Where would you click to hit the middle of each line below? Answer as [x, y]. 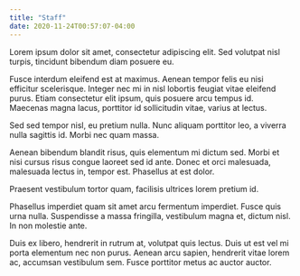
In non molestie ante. [48, 225]
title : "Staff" [38, 18]
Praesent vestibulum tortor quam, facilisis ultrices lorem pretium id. [134, 189]
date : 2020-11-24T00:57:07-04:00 [72, 26]
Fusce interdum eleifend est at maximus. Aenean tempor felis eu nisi [136, 78]
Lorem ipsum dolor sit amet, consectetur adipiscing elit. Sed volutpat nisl [145, 51]
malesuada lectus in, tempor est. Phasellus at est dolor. [112, 171]
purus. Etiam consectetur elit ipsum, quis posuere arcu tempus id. [132, 98]
